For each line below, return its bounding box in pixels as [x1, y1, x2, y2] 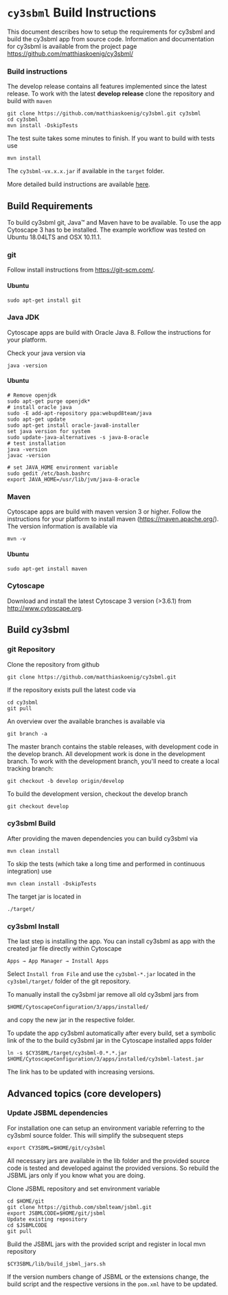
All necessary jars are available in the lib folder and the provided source [7, 1156, 210, 1164]
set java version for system [7, 428, 91, 435]
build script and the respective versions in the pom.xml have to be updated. [7, 1280, 218, 1288]
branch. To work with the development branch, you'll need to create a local [7, 757, 220, 765]
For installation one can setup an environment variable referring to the [7, 1124, 205, 1132]
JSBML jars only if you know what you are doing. [7, 1171, 146, 1180]
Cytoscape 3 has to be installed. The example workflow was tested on [7, 225, 206, 234]
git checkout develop [7, 803, 69, 810]
